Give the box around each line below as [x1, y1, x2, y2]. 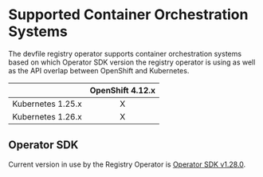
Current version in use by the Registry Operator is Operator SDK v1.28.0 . [8, 159, 246, 169]
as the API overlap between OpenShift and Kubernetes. [8, 65, 190, 75]
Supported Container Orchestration [8, 6, 249, 24]
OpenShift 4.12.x [89, 85, 155, 96]
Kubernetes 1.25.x [12, 98, 82, 109]
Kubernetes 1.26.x [12, 111, 82, 122]
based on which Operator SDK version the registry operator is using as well [8, 57, 256, 67]
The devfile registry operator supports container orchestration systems [8, 49, 241, 58]
